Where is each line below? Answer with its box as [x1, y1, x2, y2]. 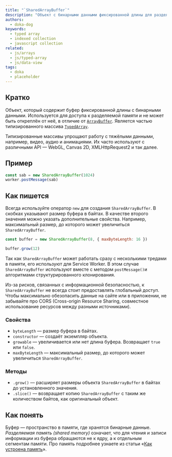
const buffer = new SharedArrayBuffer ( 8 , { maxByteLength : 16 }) [5, 237, 148, 242]
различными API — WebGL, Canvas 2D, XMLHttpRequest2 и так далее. [5, 144, 158, 150]
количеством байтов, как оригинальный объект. [12, 396, 119, 402]
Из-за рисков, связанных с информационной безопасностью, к [5, 282, 145, 288]
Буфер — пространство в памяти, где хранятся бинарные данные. [5, 424, 151, 431]
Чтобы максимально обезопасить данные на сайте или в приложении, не [5, 292, 167, 299]
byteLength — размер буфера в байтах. [12, 328, 98, 334]
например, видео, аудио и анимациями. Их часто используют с [5, 138, 145, 145]
